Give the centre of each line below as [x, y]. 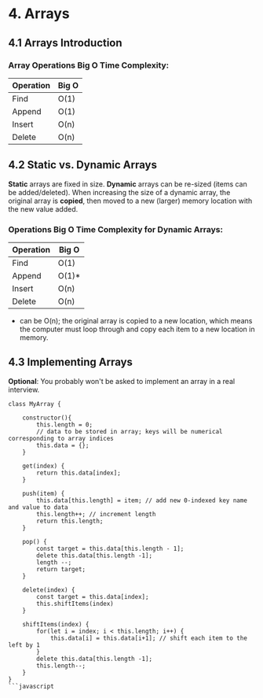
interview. [24, 390]
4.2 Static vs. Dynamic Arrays [82, 165]
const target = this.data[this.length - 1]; [110, 548]
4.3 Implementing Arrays [71, 362]
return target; [61, 569]
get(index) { [44, 466]
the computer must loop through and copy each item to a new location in [137, 329]
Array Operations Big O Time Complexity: [89, 65]
